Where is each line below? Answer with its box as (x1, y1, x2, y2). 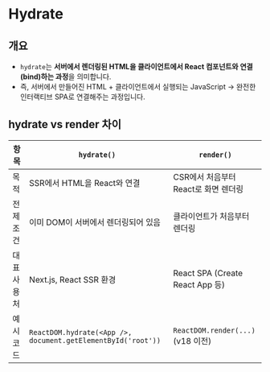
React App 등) (172, 279, 226, 290)
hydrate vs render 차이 (8, 118, 122, 131)
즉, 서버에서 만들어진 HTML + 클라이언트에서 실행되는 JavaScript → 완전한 (19, 82, 256, 91)
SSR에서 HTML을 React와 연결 (29, 177, 141, 188)
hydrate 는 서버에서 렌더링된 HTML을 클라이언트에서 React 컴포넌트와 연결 (19, 62, 253, 71)
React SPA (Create (172, 267, 243, 279)
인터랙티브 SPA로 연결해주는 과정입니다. (19, 92, 146, 101)
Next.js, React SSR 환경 (29, 274, 117, 285)
